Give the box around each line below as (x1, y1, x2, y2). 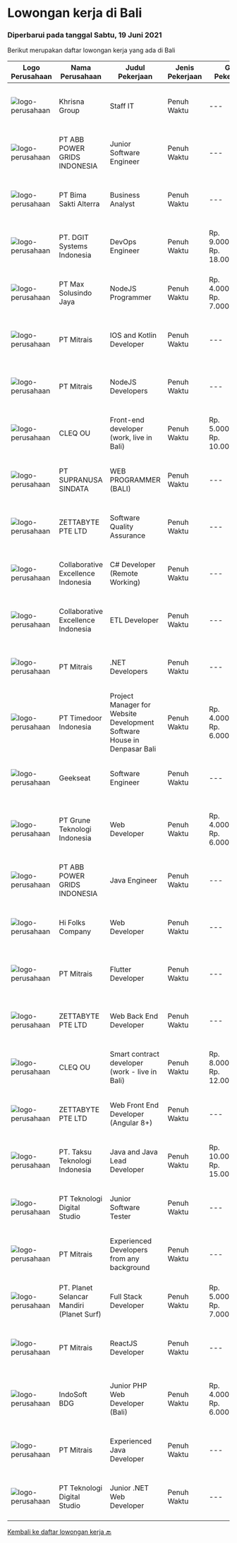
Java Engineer (109, 876, 157, 885)
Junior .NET (109, 1483, 150, 1493)
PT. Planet (59, 1283, 93, 1293)
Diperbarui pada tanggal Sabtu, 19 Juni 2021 (7, 30, 162, 40)
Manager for (109, 700, 151, 710)
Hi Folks (59, 918, 86, 928)
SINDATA (59, 484, 90, 494)
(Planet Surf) (59, 1309, 102, 1319)
